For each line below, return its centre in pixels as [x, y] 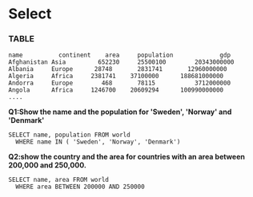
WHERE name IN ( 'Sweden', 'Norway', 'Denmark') [98, 142]
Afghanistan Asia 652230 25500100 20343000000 [121, 62]
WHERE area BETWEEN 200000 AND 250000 [80, 187]
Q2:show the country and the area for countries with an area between [127, 157]
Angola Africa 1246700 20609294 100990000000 [116, 90]
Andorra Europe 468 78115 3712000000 [119, 83]
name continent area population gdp [119, 55]
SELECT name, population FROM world [69, 135]
